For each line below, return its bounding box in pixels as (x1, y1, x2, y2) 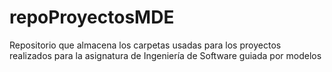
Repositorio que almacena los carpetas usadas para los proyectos (9, 39, 282, 51)
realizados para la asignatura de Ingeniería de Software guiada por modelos (9, 49, 322, 61)
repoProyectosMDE (9, 6, 175, 29)
